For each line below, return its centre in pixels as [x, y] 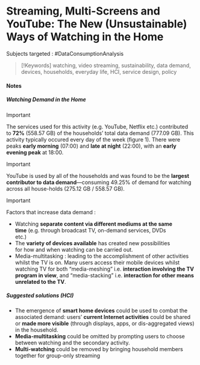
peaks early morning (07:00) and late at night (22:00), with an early [91, 146]
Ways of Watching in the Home [85, 37]
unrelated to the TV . [40, 281]
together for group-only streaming [58, 356]
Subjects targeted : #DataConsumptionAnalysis [65, 53]
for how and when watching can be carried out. [74, 249]
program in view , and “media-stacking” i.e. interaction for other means [105, 275]
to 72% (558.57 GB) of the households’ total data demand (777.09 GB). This [100, 133]
